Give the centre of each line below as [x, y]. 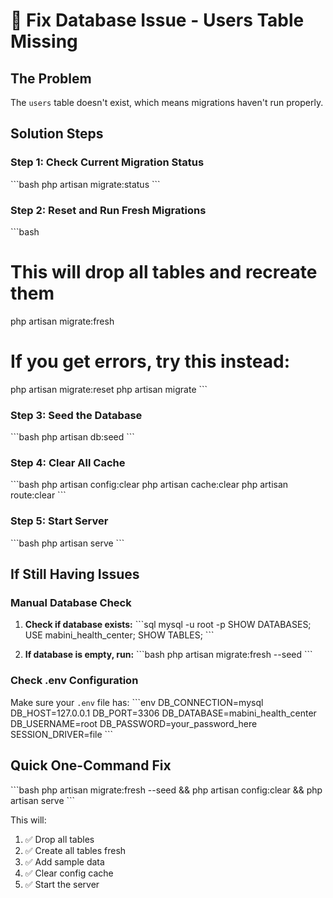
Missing [44, 41]
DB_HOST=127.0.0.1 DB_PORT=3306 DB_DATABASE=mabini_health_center [163, 713]
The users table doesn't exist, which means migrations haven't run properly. [167, 102]
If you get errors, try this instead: [150, 361]
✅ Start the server [62, 884]
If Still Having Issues [75, 574]
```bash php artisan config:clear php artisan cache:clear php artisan [149, 485]
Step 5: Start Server [59, 521]
